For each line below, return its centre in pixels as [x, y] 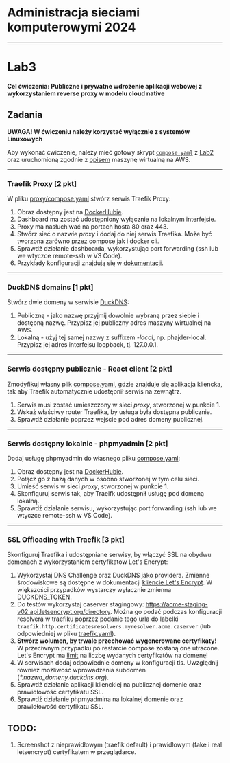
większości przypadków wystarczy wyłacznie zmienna [94, 590]
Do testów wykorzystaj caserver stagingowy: [80, 604]
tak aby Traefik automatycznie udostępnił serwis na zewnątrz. [94, 391]
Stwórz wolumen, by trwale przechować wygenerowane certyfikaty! [117, 641]
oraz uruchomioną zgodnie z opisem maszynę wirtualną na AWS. [99, 159]
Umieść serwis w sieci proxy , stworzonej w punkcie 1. [93, 486]
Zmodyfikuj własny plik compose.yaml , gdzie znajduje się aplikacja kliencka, [115, 384]
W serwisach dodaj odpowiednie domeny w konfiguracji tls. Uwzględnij [118, 663]
